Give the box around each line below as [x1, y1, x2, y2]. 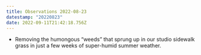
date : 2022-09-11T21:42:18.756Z [6, 20, 87, 25]
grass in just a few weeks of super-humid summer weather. [14, 42, 162, 49]
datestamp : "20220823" [6, 14, 63, 20]
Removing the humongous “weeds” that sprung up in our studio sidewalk [14, 36, 196, 43]
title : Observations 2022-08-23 [6, 8, 87, 15]
